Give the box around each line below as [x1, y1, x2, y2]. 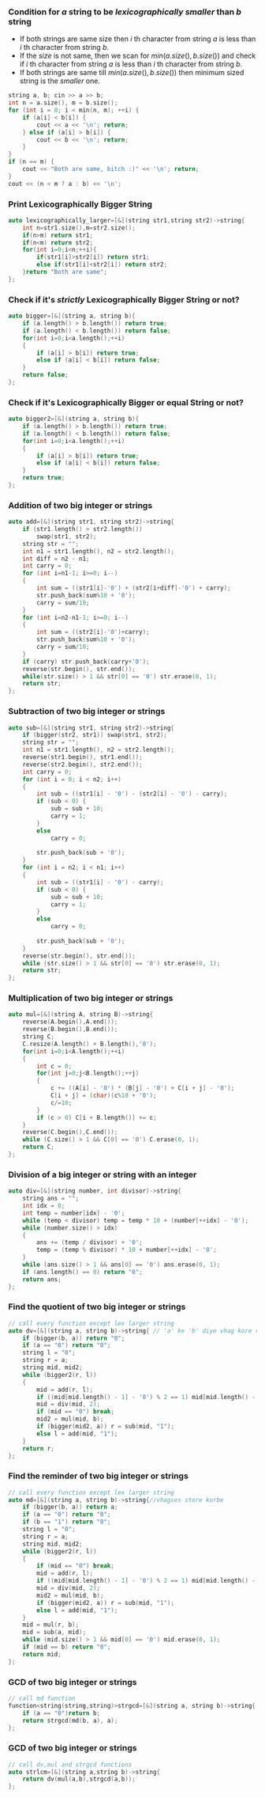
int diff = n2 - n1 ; [22, 555, 90, 563]
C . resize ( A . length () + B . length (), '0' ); [22, 1040, 157, 1048]
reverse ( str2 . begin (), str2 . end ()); [22, 761, 144, 768]
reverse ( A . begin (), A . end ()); [22, 1018, 118, 1026]
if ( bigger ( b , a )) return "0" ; [22, 1334, 125, 1342]
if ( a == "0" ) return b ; [22, 1709, 101, 1717]
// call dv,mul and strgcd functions [8, 1760, 132, 1769]
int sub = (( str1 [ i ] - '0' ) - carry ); [36, 878, 164, 886]
